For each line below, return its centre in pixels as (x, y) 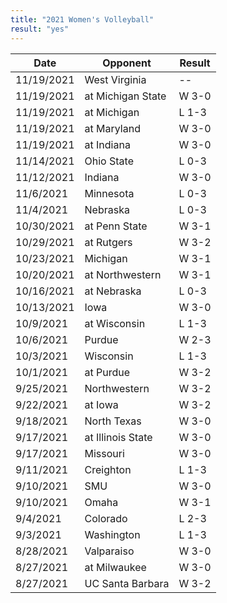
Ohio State (109, 161)
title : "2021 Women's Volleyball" (82, 19)
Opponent (127, 63)
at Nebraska (113, 291)
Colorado (106, 518)
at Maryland (112, 128)
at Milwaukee (115, 567)
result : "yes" (40, 29)
